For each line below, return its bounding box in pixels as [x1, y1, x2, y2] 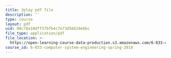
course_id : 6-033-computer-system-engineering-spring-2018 [5, 45, 133, 50]
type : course [5, 17, 33, 22]
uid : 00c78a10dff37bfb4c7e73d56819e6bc [5, 26, 90, 31]
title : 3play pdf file [5, 7, 53, 13]
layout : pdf [5, 21, 31, 27]
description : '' [5, 12, 40, 17]
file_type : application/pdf [5, 31, 65, 36]
